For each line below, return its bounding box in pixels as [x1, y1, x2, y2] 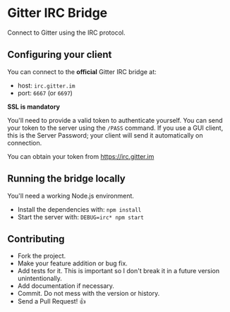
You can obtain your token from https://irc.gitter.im [7, 152, 155, 160]
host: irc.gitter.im [17, 81, 75, 90]
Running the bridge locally [7, 173, 126, 185]
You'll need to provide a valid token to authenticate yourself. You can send [7, 116, 224, 124]
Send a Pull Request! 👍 [17, 297, 86, 306]
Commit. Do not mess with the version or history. [17, 289, 160, 298]
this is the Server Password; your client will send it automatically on [7, 131, 203, 139]
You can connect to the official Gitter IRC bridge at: [7, 67, 157, 76]
